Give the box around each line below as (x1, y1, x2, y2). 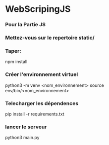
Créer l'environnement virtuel (5, 71, 78, 78)
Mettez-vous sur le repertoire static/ (5, 35, 95, 41)
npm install (5, 59, 28, 65)
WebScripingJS (5, 3, 71, 15)
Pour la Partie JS (5, 21, 46, 28)
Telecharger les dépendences (5, 100, 79, 107)
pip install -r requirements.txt (5, 111, 64, 117)
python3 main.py (5, 135, 40, 141)
